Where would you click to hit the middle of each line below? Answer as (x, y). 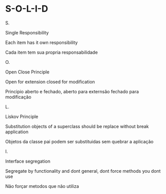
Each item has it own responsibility (41, 42)
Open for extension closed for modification (50, 82)
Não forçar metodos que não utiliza (42, 186)
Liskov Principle (22, 117)
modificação (18, 97)
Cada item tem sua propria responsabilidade (52, 52)
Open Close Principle (27, 72)
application (17, 132)
